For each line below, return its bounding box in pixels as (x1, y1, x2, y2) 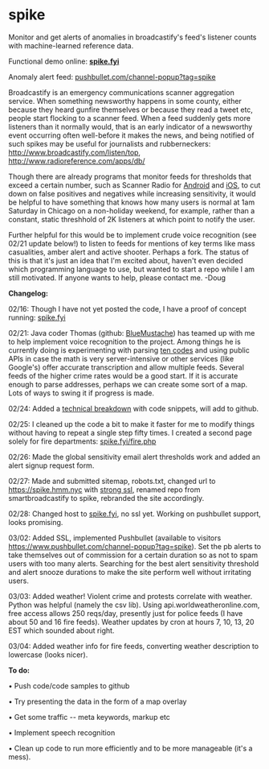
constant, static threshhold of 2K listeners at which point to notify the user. (8, 214, 255, 224)
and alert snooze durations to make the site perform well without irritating (8, 567, 251, 577)
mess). (8, 751, 31, 762)
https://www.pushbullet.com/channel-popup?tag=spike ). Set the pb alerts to (8, 541, 262, 551)
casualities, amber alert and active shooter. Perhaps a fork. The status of (8, 247, 249, 257)
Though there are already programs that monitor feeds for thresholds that (8, 172, 251, 181)
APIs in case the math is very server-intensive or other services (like (8, 353, 234, 363)
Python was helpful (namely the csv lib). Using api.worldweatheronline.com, (8, 600, 260, 610)
